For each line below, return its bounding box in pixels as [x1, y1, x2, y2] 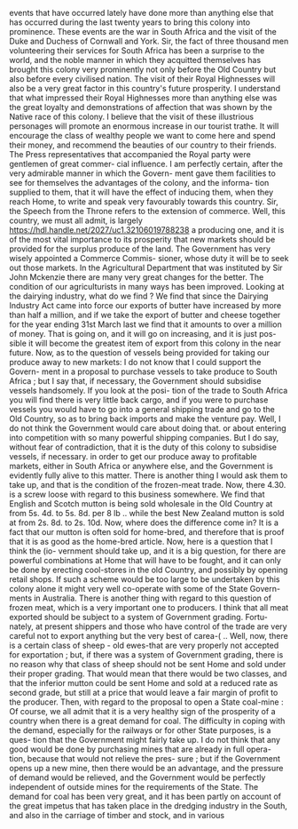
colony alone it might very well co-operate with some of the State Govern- [9, 584, 281, 594]
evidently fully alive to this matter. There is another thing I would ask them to [9, 470, 288, 481]
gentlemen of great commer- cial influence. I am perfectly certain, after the [9, 159, 284, 169]
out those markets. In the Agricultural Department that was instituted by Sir [9, 262, 283, 273]
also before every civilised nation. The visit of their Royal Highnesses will [9, 74, 276, 84]
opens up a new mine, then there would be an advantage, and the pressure [9, 763, 284, 773]
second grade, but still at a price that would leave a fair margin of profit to [9, 688, 278, 697]
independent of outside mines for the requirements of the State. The [9, 782, 259, 792]
